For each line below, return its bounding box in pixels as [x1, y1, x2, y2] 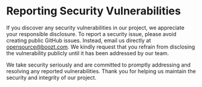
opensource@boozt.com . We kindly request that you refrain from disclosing [6, 43, 195, 50]
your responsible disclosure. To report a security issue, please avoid [6, 30, 177, 37]
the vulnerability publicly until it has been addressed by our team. [6, 49, 169, 56]
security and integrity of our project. [6, 74, 97, 81]
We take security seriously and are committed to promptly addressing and [6, 61, 191, 68]
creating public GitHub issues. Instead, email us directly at [6, 37, 151, 44]
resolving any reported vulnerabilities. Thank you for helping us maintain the [6, 67, 197, 74]
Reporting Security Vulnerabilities [6, 4, 181, 18]
